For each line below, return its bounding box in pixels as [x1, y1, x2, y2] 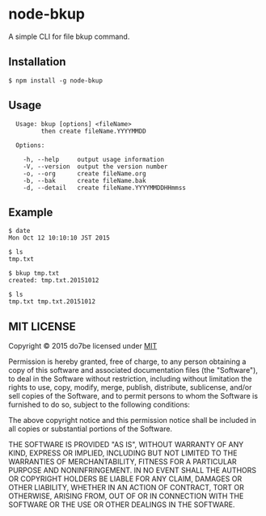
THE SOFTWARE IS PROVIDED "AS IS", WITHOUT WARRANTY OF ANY [8, 440, 244, 450]
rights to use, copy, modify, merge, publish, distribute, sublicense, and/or [8, 383, 252, 392]
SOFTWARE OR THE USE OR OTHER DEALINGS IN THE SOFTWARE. [8, 500, 235, 510]
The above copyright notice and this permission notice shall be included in [8, 416, 256, 425]
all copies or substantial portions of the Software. [8, 424, 172, 434]
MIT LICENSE [8, 319, 77, 333]
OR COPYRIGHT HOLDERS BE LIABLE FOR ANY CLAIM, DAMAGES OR [8, 474, 243, 484]
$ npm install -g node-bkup [8, 76, 103, 85]
